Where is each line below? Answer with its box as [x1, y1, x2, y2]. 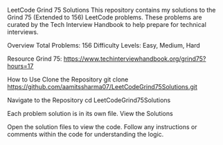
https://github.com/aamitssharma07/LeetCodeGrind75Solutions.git [7, 83, 197, 90]
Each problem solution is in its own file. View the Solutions [7, 110, 173, 117]
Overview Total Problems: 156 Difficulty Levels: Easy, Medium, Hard [7, 41, 201, 49]
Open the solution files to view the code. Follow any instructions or [7, 123, 197, 130]
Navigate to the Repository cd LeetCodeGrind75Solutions [7, 96, 171, 104]
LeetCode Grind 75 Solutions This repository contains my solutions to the [7, 6, 216, 14]
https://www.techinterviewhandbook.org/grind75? [63, 55, 206, 63]
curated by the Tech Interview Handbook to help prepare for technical [7, 21, 206, 28]
